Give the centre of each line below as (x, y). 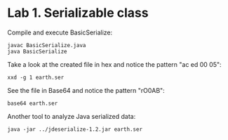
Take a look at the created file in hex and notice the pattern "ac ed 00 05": (115, 64)
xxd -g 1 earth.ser (36, 77)
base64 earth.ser (33, 103)
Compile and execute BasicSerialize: (60, 32)
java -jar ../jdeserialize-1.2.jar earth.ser (75, 129)
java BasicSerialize (38, 51)
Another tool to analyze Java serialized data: (72, 116)
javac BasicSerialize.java (47, 45)
